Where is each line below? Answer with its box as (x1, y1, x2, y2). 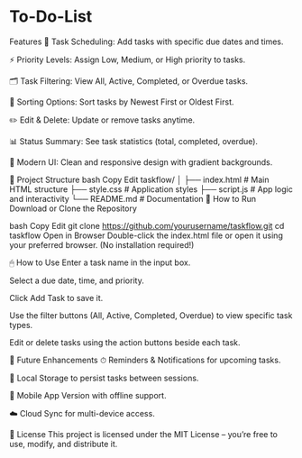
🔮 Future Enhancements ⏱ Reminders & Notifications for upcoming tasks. (9, 354, 281, 365)
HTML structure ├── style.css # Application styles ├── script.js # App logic (9, 183, 293, 195)
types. (9, 319, 33, 330)
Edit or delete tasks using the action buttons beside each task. (9, 336, 241, 348)
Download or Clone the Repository (9, 203, 138, 214)
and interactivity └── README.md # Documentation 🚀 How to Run (9, 193, 257, 204)
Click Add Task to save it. (9, 292, 104, 303)
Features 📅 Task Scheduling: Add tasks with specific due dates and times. (9, 36, 284, 47)
